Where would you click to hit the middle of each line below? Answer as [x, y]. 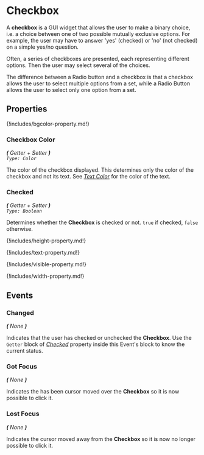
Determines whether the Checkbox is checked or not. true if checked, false [102, 222]
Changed [20, 312]
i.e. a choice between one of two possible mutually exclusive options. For [98, 34]
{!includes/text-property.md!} [43, 253]
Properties [27, 109]
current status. [25, 351]
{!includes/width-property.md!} [45, 276]
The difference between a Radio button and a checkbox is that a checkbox [100, 77]
